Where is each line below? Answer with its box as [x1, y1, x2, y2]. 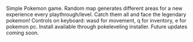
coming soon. [6, 29, 39, 36]
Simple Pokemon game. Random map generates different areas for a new [6, 5, 183, 12]
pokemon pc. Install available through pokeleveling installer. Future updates [6, 23, 188, 30]
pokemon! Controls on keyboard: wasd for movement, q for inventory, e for [6, 17, 187, 24]
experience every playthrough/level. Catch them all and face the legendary [6, 11, 187, 18]
